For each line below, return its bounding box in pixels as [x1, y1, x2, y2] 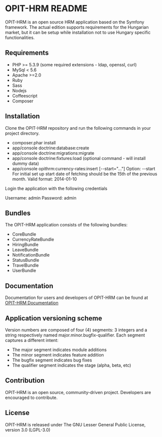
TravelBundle [12, 262, 39, 268]
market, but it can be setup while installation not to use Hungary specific [5, 29, 151, 35]
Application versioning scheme [5, 314, 102, 322]
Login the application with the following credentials [5, 185, 107, 191]
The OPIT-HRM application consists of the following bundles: [5, 222, 128, 228]
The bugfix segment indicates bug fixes [12, 357, 92, 363]
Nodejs [12, 87, 27, 93]
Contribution [5, 377, 45, 385]
